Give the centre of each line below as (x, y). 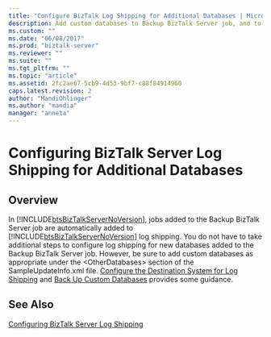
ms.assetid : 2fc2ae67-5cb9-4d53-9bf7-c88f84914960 (95, 83)
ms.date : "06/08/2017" (46, 38)
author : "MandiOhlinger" (50, 98)
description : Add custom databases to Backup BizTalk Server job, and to (135, 23)
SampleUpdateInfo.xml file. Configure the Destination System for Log (123, 270)
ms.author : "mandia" (43, 106)
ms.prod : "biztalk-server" (54, 46)
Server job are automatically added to (71, 228)
